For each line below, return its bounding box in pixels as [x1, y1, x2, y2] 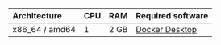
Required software [136, 10, 209, 21]
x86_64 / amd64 [12, 24, 77, 35]
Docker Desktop [136, 24, 198, 35]
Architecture [12, 10, 62, 21]
